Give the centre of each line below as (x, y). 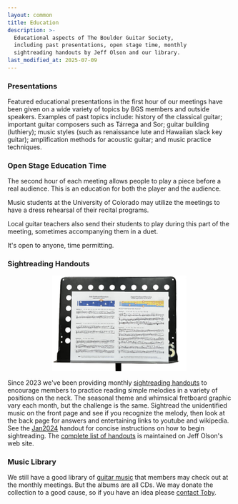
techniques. (25, 147)
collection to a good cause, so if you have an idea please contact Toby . (112, 493)
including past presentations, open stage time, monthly (100, 45)
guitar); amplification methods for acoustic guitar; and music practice (109, 140)
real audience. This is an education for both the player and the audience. (114, 188)
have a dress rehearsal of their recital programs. (78, 210)
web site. (21, 443)
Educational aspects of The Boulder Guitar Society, (94, 38)
